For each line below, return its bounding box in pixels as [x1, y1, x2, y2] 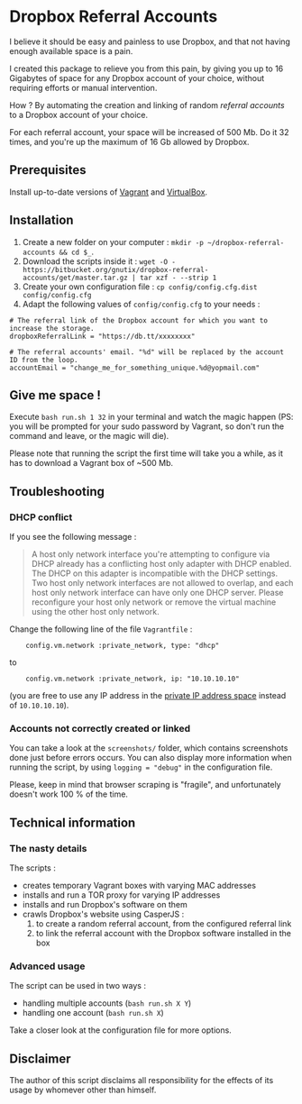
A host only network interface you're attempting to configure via [31, 549, 270, 560]
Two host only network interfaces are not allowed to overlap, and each [31, 578, 294, 588]
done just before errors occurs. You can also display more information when [9, 753, 292, 763]
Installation [9, 213, 74, 228]
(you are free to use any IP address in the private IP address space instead [9, 690, 287, 701]
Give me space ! [9, 388, 102, 403]
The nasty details [9, 842, 87, 854]
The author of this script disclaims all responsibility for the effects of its [9, 1075, 274, 1086]
